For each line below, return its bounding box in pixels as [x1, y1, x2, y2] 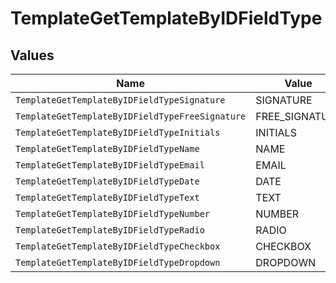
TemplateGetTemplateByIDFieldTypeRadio [15, 225, 205, 236]
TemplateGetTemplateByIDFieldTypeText [15, 192, 200, 203]
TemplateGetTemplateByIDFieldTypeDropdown [15, 257, 221, 268]
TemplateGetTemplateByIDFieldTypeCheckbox [15, 241, 221, 252]
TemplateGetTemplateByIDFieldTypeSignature [15, 95, 226, 106]
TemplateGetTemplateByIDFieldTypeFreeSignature [15, 111, 247, 122]
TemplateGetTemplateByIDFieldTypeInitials [15, 127, 221, 138]
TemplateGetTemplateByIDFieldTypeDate [15, 176, 200, 187]
